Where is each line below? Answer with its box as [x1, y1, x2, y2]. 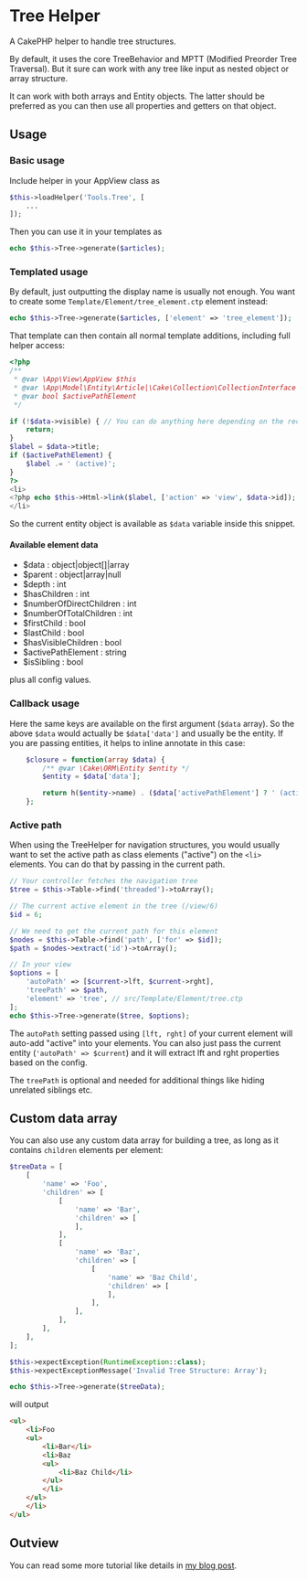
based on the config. [9, 1057, 89, 1068]
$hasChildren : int [22, 589, 90, 600]
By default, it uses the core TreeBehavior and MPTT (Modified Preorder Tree [9, 53, 297, 64]
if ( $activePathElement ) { [9, 451, 112, 460]
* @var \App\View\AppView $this [13, 375, 137, 384]
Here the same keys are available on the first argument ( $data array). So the [9, 718, 295, 729]
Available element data [9, 539, 99, 550]
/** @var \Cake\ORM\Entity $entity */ [42, 763, 190, 773]
